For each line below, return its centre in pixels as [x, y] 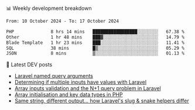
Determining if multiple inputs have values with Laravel [81, 82]
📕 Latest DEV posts [29, 65]
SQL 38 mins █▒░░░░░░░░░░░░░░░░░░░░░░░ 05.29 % [95, 48]
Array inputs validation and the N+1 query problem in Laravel [88, 88]
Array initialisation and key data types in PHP [69, 95]
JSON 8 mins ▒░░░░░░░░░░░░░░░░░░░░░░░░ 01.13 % [95, 54]
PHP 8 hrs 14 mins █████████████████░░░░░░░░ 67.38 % [95, 32]
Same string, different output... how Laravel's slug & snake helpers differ [102, 101]
